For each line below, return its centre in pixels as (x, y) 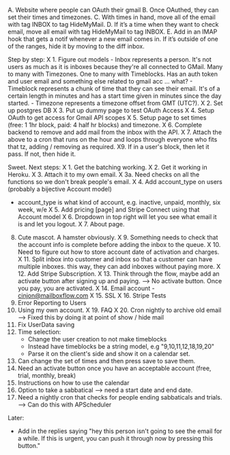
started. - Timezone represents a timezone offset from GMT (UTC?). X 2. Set (115, 103)
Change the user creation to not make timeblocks (97, 339)
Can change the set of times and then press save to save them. (106, 361)
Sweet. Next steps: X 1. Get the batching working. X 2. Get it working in (107, 167)
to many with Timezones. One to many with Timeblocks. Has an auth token (113, 74)
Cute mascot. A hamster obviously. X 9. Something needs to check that (118, 237)
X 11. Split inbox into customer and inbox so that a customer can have (115, 259)
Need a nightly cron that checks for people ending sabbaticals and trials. (120, 397)
